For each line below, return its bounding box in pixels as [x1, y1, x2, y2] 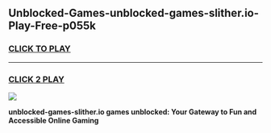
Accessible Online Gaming [8, 115, 99, 125]
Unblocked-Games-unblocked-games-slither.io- [8, 6, 260, 20]
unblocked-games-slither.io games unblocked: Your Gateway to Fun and [8, 106, 257, 116]
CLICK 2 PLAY [8, 73, 65, 85]
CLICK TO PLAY [8, 44, 71, 55]
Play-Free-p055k [8, 19, 97, 33]
